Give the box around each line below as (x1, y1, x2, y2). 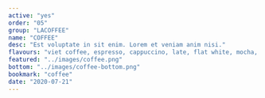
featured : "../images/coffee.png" (8, 56, 123, 64)
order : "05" (8, 19, 48, 27)
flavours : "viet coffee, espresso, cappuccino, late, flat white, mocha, (8, 48, 259, 56)
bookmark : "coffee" (8, 70, 73, 78)
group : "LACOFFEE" (8, 26, 69, 34)
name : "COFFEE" (8, 33, 59, 42)
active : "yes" (8, 11, 56, 20)
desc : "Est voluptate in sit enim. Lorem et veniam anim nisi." (8, 41, 226, 49)
